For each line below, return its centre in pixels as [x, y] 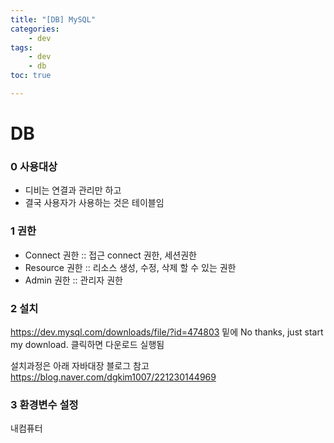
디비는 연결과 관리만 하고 [73, 190]
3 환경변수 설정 [44, 404]
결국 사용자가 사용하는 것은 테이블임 [94, 203]
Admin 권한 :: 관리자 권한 [73, 280]
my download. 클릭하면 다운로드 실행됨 [87, 344]
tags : [21, 47]
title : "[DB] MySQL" [53, 19]
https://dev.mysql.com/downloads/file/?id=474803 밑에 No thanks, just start [167, 332]
